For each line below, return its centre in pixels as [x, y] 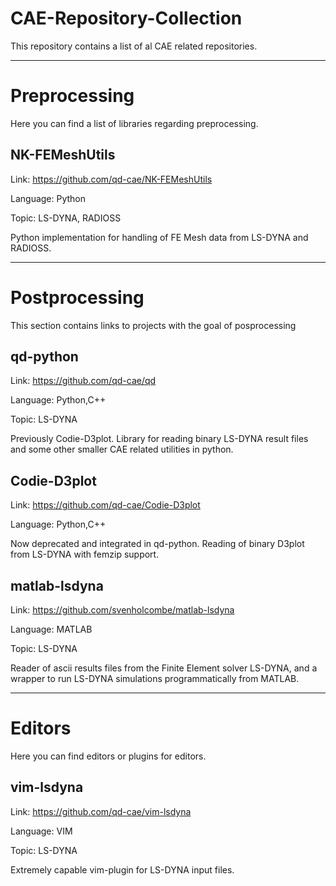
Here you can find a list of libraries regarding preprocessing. [134, 123]
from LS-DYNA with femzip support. [85, 554]
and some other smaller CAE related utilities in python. [122, 449]
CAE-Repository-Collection [126, 18]
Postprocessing [77, 297]
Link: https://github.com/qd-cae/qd [83, 381]
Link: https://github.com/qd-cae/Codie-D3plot [105, 505]
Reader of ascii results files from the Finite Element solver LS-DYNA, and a [164, 668]
